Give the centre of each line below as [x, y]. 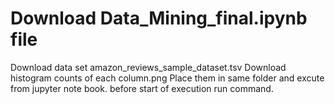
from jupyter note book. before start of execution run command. [142, 88]
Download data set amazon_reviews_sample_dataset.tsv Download [148, 67]
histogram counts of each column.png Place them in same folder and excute [167, 78]
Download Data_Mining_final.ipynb [159, 18]
